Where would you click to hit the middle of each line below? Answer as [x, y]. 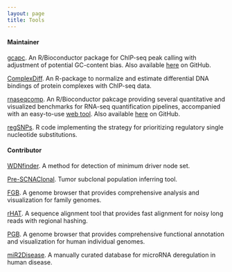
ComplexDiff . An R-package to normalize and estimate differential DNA [108, 78]
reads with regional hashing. [47, 220]
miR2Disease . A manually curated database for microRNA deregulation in [111, 255]
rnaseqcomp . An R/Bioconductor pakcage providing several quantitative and [116, 99]
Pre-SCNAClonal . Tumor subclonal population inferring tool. [92, 179]
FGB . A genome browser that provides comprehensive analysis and [103, 192]
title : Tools [26, 20]
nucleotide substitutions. [42, 134]
